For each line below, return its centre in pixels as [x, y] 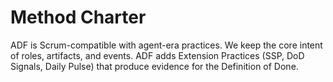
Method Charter [78, 17]
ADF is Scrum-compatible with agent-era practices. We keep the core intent [166, 45]
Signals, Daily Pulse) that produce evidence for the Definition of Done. [154, 66]
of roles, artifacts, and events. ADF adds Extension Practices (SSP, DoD [157, 55]
